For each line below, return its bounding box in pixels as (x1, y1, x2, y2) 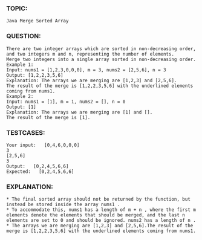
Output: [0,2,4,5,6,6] (6, 163, 69, 169)
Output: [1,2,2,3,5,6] (6, 72, 64, 78)
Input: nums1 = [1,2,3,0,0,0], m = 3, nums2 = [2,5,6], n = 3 (6, 66, 166, 73)
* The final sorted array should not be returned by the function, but (6, 196, 191, 203)
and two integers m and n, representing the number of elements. (6, 51, 174, 57)
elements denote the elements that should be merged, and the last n (6, 212, 186, 218)
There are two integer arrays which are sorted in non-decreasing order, (6, 45, 197, 52)
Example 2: (6, 93, 34, 99)
